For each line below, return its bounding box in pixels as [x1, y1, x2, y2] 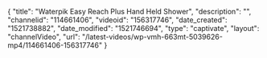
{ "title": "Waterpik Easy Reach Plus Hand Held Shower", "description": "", [7, 7, 252, 16]
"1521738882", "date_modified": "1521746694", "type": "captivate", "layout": [7, 24, 260, 33]
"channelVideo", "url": [7, 32, 81, 41]
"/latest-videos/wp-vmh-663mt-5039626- [82, 32, 223, 41]
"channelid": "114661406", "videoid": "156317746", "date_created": [7, 15, 228, 25]
